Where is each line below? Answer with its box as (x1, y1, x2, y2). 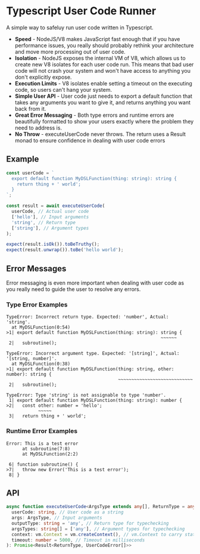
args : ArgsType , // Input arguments (11, 515, 102, 521)
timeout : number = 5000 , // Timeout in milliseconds (11, 537, 145, 543)
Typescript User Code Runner (6, 4, 157, 18)
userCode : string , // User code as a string (11, 509, 124, 515)
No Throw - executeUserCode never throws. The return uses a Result (14, 130, 186, 138)
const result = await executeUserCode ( (6, 203, 105, 209)
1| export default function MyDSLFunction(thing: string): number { (8, 398, 183, 404)
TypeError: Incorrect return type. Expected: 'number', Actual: (6, 314, 169, 320)
